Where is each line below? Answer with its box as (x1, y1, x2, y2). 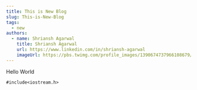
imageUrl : (16, 52, 41, 58)
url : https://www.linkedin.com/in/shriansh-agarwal (16, 47, 145, 53)
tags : (6, 19, 19, 25)
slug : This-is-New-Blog (6, 14, 64, 20)
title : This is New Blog (6, 8, 67, 15)
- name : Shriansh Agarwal (11, 36, 75, 41)
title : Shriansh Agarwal (16, 41, 77, 47)
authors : (6, 30, 28, 36)
